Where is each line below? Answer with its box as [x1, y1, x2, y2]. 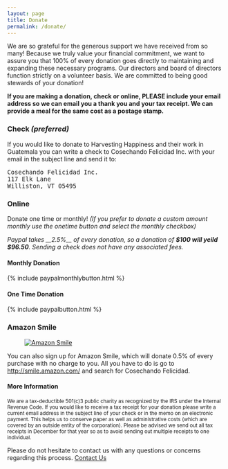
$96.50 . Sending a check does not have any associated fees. [7, 242, 184, 251]
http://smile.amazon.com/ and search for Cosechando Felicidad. [7, 366, 191, 375]
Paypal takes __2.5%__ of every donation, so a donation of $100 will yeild [7, 235, 218, 243]
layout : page [7, 10, 45, 17]
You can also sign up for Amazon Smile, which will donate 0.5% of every [7, 351, 213, 360]
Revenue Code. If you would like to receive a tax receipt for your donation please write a [7, 403, 216, 411]
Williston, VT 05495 [7, 182, 77, 190]
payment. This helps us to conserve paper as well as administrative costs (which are [7, 416, 207, 423]
